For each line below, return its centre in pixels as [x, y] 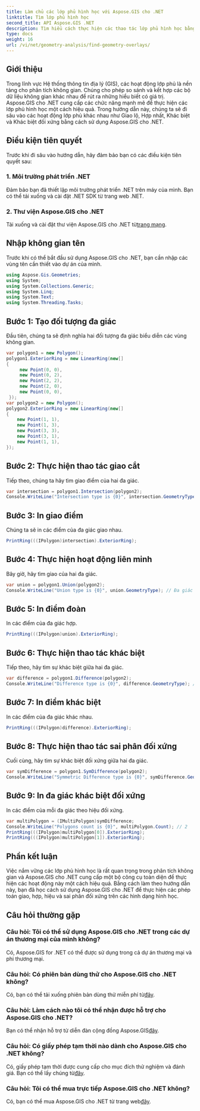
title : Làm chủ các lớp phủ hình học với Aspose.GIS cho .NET [85, 12]
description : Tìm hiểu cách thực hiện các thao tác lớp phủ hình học [94, 28]
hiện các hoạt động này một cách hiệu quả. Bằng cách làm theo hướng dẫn [98, 883]
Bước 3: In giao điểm [45, 515]
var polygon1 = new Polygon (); [45, 353]
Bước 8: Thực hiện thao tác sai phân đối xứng [92, 746]
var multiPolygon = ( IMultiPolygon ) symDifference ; [70, 821]
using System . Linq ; [30, 291]
